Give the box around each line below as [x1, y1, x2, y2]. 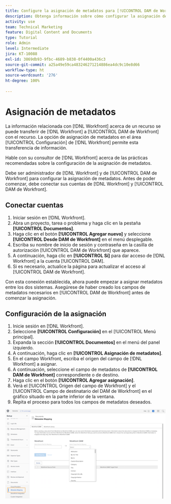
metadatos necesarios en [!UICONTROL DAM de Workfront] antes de [5, 289, 150, 295]
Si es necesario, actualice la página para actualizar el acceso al [12, 263, 146, 269]
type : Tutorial [5, 35, 38, 40]
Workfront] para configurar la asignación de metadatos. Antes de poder [5, 175, 156, 181]
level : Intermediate [5, 46, 49, 51]
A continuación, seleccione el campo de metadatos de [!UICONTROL [12, 366, 158, 372]
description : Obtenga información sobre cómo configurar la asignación [5, 13, 160, 19]
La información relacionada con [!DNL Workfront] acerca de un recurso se [5, 123, 161, 129]
